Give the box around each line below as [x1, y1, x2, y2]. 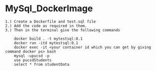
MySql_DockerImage [5, 3, 93, 14]
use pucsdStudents [14, 57, 52, 63]
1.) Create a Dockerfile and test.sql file [5, 19, 96, 24]
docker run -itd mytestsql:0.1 [14, 40, 78, 46]
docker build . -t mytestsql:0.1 [14, 36, 83, 41]
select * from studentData [14, 62, 70, 67]
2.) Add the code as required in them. [5, 23, 87, 28]
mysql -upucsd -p [14, 53, 50, 58]
